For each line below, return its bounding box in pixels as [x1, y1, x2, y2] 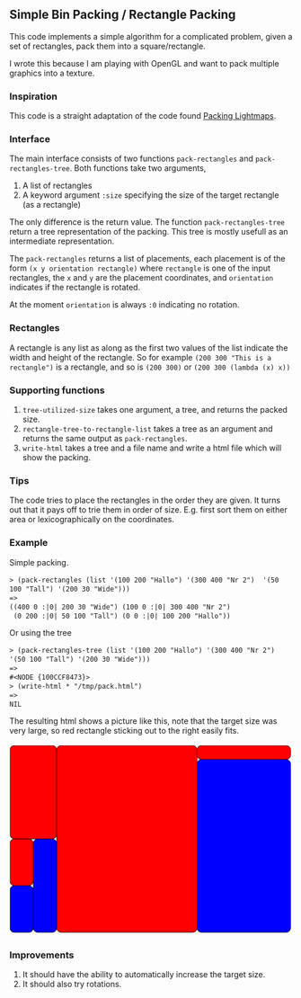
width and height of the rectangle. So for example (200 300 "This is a [9, 352, 272, 362]
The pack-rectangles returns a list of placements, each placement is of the [9, 254, 286, 264]
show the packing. [22, 452, 92, 462]
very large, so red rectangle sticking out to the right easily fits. [9, 725, 240, 735]
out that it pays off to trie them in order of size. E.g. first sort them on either [9, 504, 288, 515]
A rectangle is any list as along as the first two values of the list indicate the [9, 342, 288, 353]
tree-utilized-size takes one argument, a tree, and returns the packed [22, 405, 288, 414]
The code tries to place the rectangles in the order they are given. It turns [9, 495, 281, 506]
